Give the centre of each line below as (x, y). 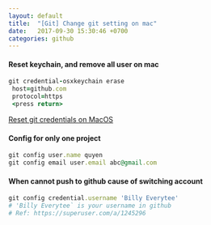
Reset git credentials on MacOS (61, 119)
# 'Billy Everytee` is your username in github (90, 206)
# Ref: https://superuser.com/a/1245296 (78, 213)
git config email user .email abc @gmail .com (83, 163)
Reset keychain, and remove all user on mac (84, 64)
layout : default (36, 16)
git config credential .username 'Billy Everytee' (94, 198)
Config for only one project (55, 138)
